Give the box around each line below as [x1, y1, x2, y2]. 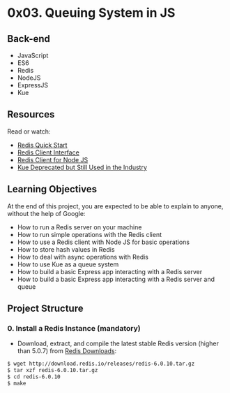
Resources [7, 108, 55, 120]
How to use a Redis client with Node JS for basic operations [17, 238, 190, 246]
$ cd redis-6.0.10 [7, 373, 61, 380]
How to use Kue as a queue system [17, 260, 119, 269]
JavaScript [17, 51, 49, 59]
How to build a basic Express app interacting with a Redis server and [17, 275, 215, 283]
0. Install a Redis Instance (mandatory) [7, 323, 141, 333]
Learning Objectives [7, 183, 98, 195]
